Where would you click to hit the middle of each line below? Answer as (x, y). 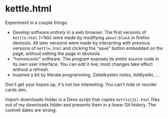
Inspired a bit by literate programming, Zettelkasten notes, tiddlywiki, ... (86, 74)
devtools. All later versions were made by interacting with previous (81, 42)
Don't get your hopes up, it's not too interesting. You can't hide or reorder (81, 84)
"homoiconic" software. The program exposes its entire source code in (86, 58)
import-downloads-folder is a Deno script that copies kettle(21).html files (82, 99)
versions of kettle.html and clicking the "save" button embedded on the (88, 48)
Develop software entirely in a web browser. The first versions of (79, 32)
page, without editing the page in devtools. (57, 53)
